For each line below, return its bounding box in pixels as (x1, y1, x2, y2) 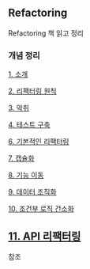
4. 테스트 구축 (8, 120, 51, 130)
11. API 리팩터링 (8, 229, 81, 243)
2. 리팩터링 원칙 (8, 86, 57, 96)
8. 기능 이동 (8, 170, 44, 180)
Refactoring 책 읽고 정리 (8, 28, 84, 38)
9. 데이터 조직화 (8, 188, 57, 197)
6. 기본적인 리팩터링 (8, 137, 69, 146)
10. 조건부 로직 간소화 (8, 204, 75, 214)
